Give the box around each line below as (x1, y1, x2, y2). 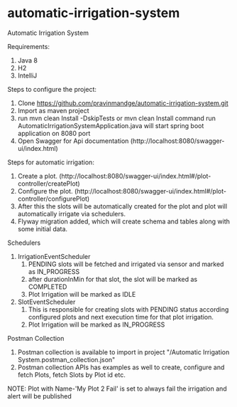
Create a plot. (17, 171, 58, 180)
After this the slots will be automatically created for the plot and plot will (17, 201, 228, 211)
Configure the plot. (17, 186, 73, 195)
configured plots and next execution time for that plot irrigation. (28, 312, 214, 321)
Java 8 (17, 55, 38, 65)
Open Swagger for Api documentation (17, 137, 129, 145)
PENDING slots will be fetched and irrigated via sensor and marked (28, 260, 224, 268)
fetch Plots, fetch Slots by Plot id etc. (17, 370, 126, 379)
